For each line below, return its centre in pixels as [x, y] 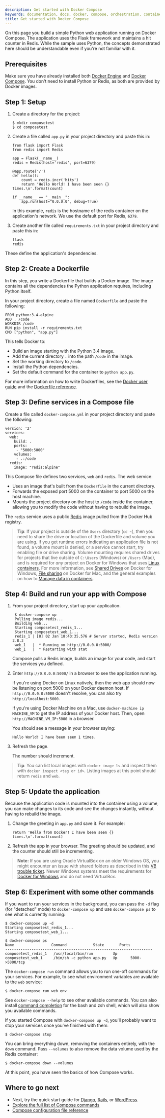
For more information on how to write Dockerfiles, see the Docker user [77, 381]
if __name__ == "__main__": [41, 197]
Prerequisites [26, 64]
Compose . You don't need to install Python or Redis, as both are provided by [82, 81]
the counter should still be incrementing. [53, 851]
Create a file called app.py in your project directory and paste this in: [81, 136]
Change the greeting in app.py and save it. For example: [69, 823]
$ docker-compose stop [28, 1035]
